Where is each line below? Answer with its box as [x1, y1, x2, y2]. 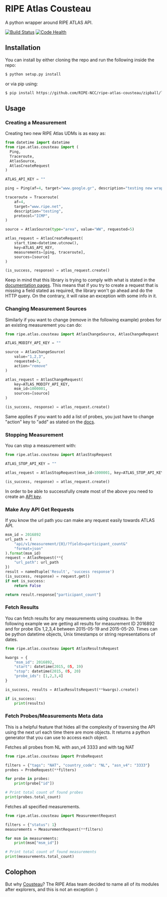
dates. [5, 636, 18, 642]
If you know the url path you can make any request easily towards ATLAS [5, 517, 155, 523]
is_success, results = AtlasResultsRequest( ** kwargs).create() [5, 687, 139, 692]
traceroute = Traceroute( [5, 195, 59, 200]
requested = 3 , [14, 359, 41, 364]
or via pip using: [5, 81, 38, 87]
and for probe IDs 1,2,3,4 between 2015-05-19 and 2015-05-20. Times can [5, 626, 158, 632]
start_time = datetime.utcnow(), [14, 241, 79, 246]
